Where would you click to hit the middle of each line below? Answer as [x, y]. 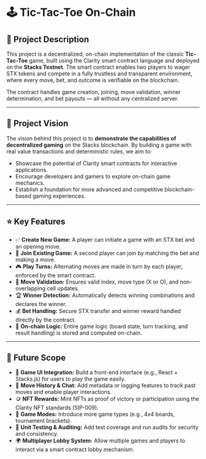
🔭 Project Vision [37, 124]
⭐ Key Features [36, 222]
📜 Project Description [48, 39]
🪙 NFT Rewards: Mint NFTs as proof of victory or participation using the [107, 399]
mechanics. [30, 183]
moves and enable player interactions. [63, 392]
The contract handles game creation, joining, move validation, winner [93, 92]
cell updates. [63, 288]
